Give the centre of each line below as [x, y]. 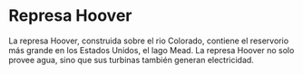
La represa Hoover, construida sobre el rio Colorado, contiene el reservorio [149, 41]
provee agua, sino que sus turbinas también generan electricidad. [132, 60]
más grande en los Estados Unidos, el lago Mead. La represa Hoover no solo [151, 50]
